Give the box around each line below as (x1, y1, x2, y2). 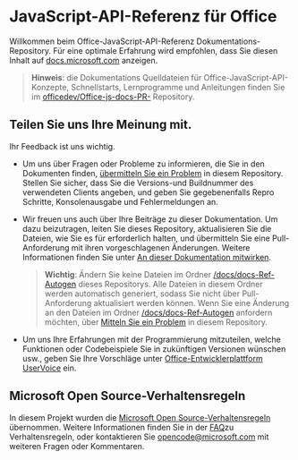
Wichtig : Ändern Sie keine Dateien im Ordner (44, 268, 212, 279)
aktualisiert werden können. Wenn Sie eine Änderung (93, 297, 290, 308)
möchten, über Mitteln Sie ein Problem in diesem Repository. (44, 316, 268, 328)
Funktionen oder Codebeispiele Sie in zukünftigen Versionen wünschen (21, 343, 286, 354)
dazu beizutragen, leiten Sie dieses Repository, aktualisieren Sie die (21, 223, 272, 234)
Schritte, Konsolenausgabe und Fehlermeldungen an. (21, 196, 219, 207)
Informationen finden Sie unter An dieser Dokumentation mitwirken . (21, 251, 271, 262)
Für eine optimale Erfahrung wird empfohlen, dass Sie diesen (53, 45, 278, 55)
